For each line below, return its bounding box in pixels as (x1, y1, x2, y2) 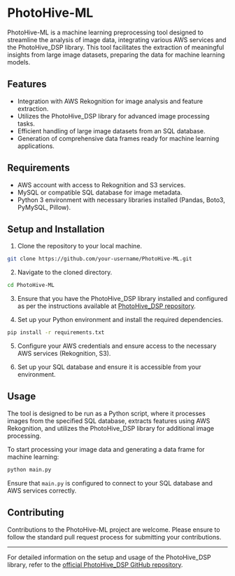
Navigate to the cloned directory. (17, 268, 113, 276)
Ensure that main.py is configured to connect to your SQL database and (7, 478, 213, 487)
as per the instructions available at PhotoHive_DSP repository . (17, 302, 196, 310)
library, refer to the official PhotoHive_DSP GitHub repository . (7, 560, 183, 569)
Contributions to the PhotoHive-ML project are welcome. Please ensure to (7, 525, 220, 534)
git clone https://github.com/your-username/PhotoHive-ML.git (7, 255, 192, 262)
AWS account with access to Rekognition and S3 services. (17, 180, 186, 189)
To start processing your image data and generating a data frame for (7, 445, 205, 453)
